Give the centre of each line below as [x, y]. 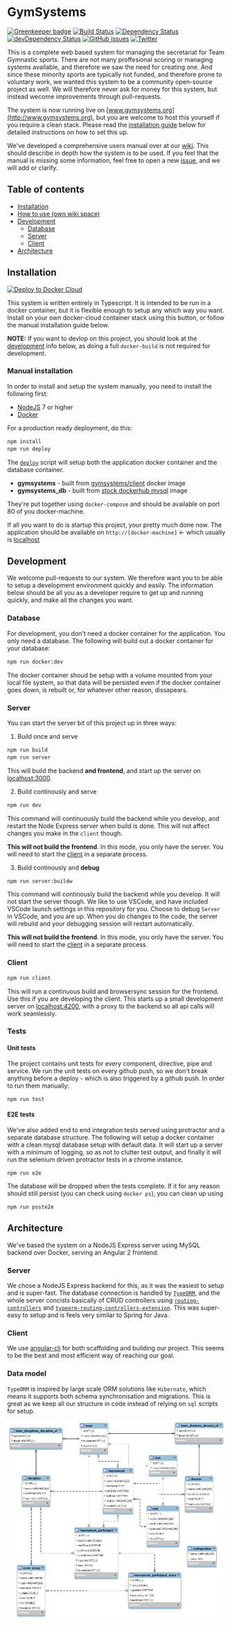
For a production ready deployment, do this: [70, 427]
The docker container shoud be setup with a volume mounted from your [110, 675]
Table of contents [46, 189]
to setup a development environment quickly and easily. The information [110, 585]
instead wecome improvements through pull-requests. [84, 96]
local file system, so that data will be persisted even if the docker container [114, 683]
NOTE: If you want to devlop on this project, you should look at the [102, 338]
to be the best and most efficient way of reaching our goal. [91, 1355]
